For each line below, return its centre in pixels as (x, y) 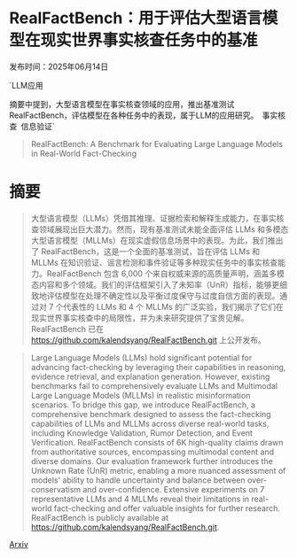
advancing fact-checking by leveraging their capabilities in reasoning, (158, 367)
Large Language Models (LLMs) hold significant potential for (141, 357)
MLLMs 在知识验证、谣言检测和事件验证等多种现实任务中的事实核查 (154, 262)
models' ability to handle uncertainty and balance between (138, 480)
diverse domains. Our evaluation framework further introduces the (152, 461)
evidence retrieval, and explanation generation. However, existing (150, 376)
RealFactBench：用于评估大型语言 (136, 18)
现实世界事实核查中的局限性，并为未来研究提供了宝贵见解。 (140, 318)
